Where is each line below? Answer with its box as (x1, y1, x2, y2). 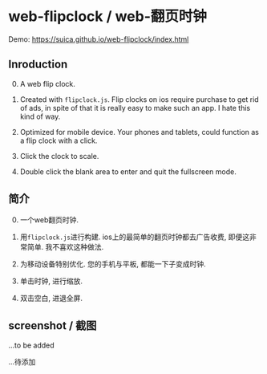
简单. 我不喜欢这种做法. (26, 242, 104, 251)
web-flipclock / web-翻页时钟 (8, 7, 207, 26)
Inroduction (8, 58, 68, 71)
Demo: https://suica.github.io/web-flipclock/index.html (8, 34, 189, 44)
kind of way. (19, 112, 61, 121)
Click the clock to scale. (19, 151, 99, 161)
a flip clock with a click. (19, 136, 98, 145)
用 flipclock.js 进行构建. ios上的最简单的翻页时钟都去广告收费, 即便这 (19, 232, 250, 242)
